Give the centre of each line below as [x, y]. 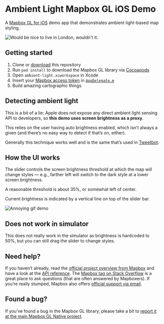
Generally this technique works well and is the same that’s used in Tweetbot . [82, 142]
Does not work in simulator [47, 224]
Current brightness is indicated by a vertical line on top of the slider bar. [78, 199]
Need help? [23, 256]
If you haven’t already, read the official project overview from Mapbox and [80, 268]
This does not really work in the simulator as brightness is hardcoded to [77, 236]
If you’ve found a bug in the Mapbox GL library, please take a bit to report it [81, 311]
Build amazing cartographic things [47, 85]
